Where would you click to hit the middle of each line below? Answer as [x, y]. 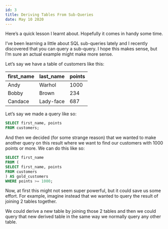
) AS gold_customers [27, 176]
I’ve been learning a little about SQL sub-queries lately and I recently [76, 43]
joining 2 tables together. [31, 201]
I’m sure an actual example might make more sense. [59, 54]
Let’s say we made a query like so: [41, 114]
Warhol [48, 85]
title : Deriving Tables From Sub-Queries [49, 15]
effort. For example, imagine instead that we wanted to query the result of [82, 196]
